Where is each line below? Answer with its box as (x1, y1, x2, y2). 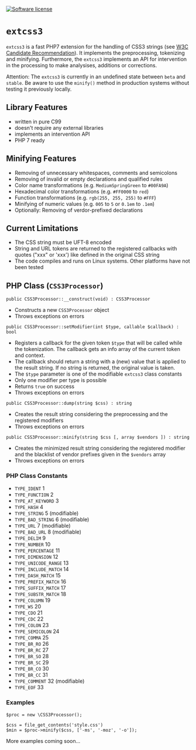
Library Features (6, 102, 68, 112)
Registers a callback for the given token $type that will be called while (14, 339, 183, 346)
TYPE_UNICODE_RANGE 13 (14, 559, 69, 567)
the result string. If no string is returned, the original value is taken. (14, 364, 176, 371)
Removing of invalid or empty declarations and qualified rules (14, 176, 163, 183)
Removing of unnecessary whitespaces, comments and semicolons (14, 169, 177, 176)
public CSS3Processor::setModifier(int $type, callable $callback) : (6, 324, 180, 330)
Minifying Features (6, 154, 77, 164)
